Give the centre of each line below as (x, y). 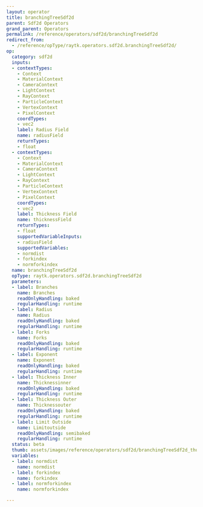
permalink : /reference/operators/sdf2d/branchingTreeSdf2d (82, 34)
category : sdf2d (32, 57)
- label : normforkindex (41, 484)
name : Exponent (36, 360)
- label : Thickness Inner (44, 377)
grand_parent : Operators (37, 29)
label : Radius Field (43, 130)
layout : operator (28, 12)
